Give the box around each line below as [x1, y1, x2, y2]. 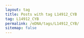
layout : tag [5, 7, 30, 12]
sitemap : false [5, 26, 37, 31]
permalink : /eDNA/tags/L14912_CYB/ [5, 21, 79, 26]
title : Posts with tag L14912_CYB [5, 12, 77, 17]
